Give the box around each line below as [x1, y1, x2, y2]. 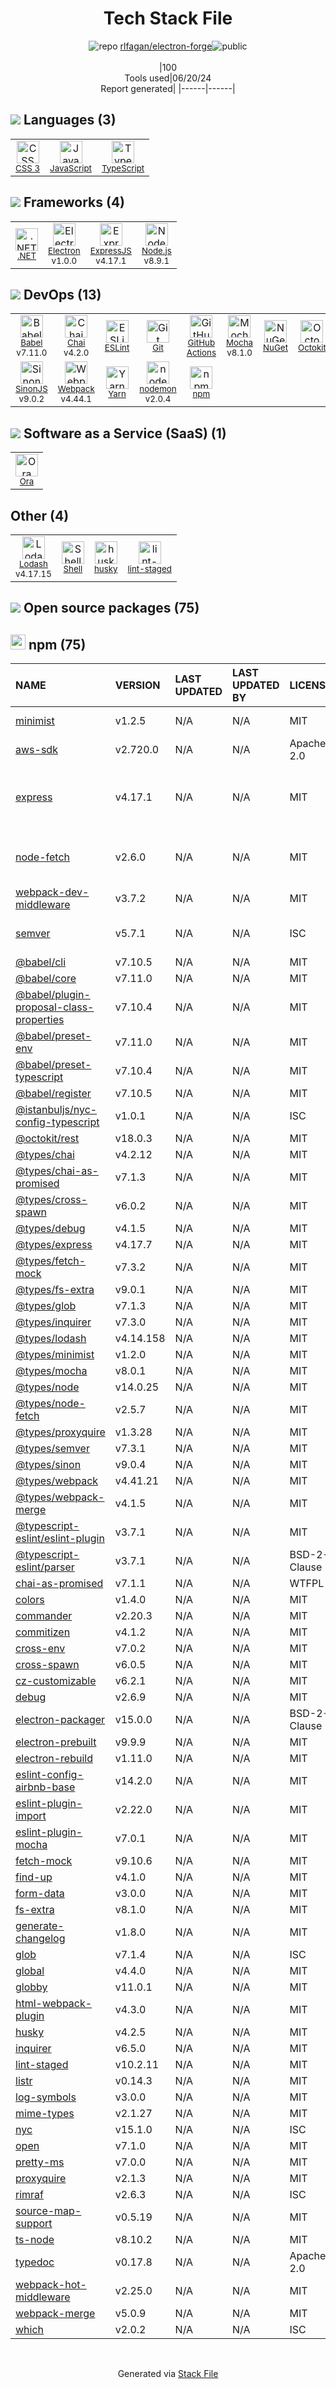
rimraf [15, 2188, 44, 2202]
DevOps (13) [23, 286, 102, 303]
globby [15, 1980, 48, 1994]
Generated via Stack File [117, 2368, 219, 2380]
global [15, 1964, 45, 1978]
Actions [186, 347, 217, 359]
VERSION [114, 678, 161, 692]
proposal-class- [15, 1000, 95, 1014]
